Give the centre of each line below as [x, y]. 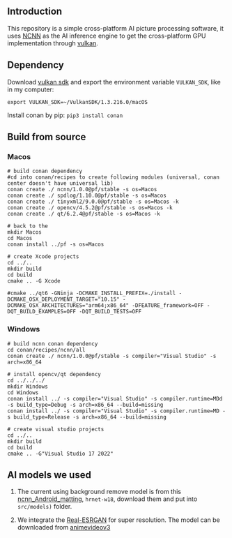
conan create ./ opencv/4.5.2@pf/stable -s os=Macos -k [90, 208]
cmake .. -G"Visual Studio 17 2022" [60, 454]
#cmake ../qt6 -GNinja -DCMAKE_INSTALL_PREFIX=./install [92, 293]
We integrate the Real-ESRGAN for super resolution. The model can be [119, 520]
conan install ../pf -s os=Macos [56, 245]
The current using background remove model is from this [99, 492]
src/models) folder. [45, 507]
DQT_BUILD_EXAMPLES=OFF [42, 312]
